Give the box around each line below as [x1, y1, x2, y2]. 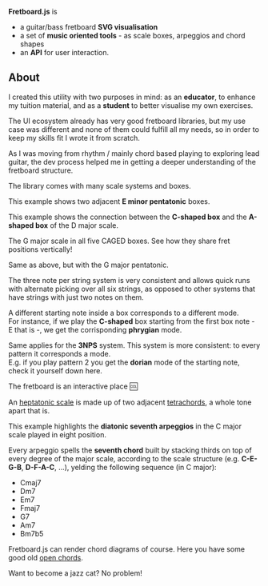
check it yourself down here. [8, 365, 102, 375]
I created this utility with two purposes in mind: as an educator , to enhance [8, 92, 256, 102]
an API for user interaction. [19, 48, 110, 57]
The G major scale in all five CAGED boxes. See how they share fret [8, 236, 230, 245]
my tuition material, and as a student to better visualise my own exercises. [8, 100, 254, 110]
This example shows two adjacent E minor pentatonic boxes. [8, 196, 210, 206]
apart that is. [8, 405, 50, 415]
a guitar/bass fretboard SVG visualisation [19, 22, 158, 31]
